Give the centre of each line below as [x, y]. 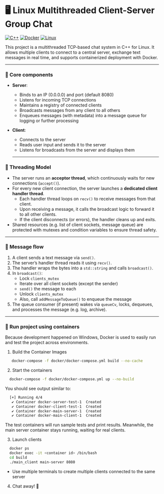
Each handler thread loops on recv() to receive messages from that [87, 199]
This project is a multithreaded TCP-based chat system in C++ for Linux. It [80, 47]
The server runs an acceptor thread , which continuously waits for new [83, 178]
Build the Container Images [39, 352]
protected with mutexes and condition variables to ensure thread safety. [84, 230]
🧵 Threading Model [28, 167]
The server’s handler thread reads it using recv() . [62, 263]
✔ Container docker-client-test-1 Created [56, 407]
